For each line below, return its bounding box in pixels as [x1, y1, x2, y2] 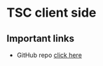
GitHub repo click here [16, 51, 82, 59]
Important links [6, 33, 75, 44]
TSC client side [6, 5, 97, 21]
